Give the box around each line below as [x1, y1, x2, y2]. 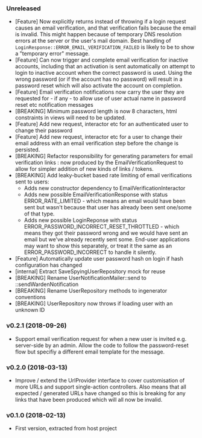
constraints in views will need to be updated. [14, 114, 127, 121]
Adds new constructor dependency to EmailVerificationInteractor [24, 185, 186, 192]
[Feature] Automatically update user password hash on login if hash [14, 255, 184, 262]
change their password [14, 127, 73, 134]
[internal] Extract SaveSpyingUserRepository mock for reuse [14, 268, 166, 275]
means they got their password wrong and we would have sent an [24, 229, 188, 236]
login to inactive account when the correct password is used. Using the [14, 69, 192, 77]
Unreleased [6, 4, 41, 13]
